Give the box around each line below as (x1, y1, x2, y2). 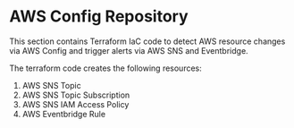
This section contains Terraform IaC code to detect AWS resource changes (9, 36, 286, 47)
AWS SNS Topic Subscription (21, 90, 130, 100)
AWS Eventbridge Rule (21, 108, 105, 119)
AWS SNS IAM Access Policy (21, 98, 130, 109)
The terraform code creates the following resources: (9, 63, 203, 73)
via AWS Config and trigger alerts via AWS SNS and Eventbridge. (9, 45, 248, 55)
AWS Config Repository (9, 6, 189, 27)
